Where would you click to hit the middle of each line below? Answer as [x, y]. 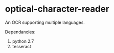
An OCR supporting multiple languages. [45, 22]
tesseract [22, 46]
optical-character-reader [57, 9]
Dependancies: [20, 32]
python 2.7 [23, 41]
